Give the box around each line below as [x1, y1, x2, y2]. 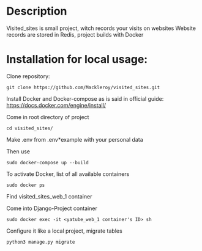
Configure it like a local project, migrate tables [6, 227, 122, 235]
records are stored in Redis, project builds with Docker [6, 31, 144, 38]
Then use [6, 148, 31, 155]
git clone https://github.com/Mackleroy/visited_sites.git [6, 84, 160, 90]
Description [6, 4, 67, 18]
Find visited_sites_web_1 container [6, 192, 92, 200]
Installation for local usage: [6, 53, 148, 67]
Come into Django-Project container [6, 205, 98, 212]
